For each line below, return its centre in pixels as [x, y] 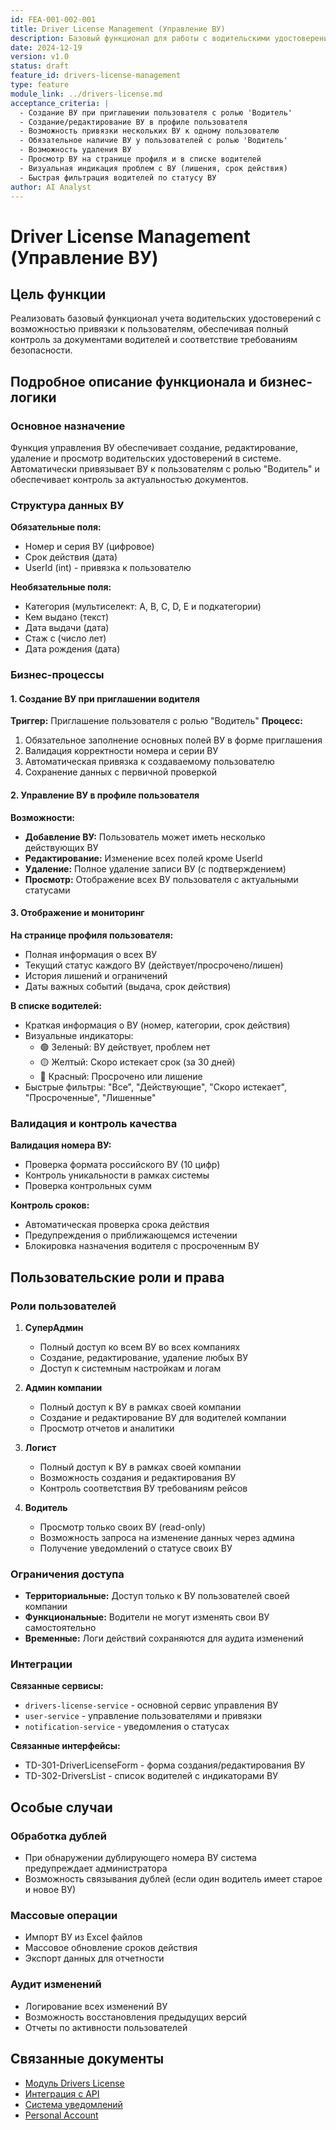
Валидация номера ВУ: [61, 1145]
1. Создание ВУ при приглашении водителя [105, 698]
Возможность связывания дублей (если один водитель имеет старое [173, 1879]
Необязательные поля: [61, 587]
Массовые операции [64, 1916]
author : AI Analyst [51, 187]
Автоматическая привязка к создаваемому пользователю [149, 762]
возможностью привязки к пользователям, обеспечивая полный [149, 329]
